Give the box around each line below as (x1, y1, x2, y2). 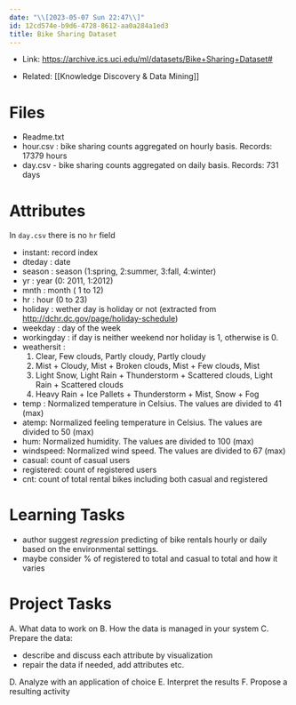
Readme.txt (21, 132, 65, 142)
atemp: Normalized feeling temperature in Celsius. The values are (21, 417, 263, 428)
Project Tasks (9, 594, 113, 614)
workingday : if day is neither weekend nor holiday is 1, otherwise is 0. (21, 332, 279, 343)
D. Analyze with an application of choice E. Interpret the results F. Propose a (9, 677, 288, 687)
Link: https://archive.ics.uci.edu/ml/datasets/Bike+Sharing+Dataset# (21, 54, 273, 65)
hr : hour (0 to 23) (21, 294, 88, 305)
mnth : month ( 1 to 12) (21, 285, 104, 296)
